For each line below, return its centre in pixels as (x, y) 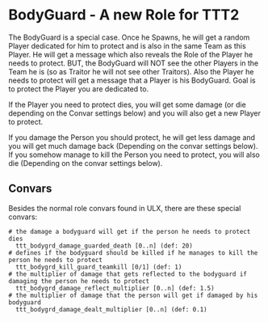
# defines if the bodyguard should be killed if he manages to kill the (133, 252)
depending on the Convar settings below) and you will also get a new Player (134, 113)
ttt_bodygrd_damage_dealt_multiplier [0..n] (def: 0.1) (111, 309)
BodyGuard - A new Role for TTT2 (124, 15)
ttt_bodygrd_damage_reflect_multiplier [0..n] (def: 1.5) (115, 288)
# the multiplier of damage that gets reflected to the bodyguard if (128, 274)
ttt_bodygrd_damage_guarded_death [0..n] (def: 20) (105, 246)
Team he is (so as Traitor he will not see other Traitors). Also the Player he (131, 71)
